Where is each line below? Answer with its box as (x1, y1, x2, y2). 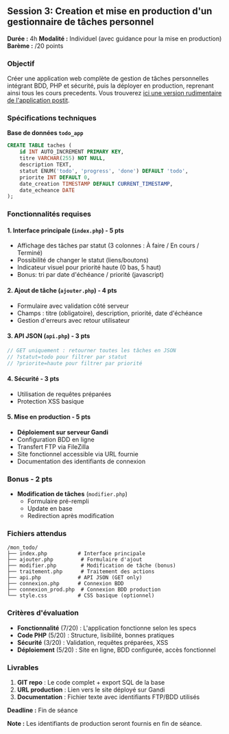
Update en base (27, 504, 73, 513)
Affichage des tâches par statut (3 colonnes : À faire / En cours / (16, 241, 200, 249)
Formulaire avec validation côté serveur (16, 302, 129, 310)
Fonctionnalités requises (7, 209, 91, 219)
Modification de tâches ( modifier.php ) (16, 490, 128, 498)
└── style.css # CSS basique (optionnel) (7, 592, 155, 599)
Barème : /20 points (7, 41, 64, 50)
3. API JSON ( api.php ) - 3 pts (7, 332, 91, 340)
